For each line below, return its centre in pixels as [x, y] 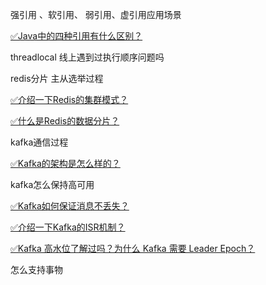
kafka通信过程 [39, 142]
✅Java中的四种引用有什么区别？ [76, 36]
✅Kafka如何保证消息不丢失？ [70, 206]
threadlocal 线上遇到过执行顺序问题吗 [87, 57]
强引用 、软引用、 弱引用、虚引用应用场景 [96, 14]
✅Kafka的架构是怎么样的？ [65, 163]
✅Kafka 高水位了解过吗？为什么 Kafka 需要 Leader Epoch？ [133, 248]
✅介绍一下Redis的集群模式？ [69, 99]
